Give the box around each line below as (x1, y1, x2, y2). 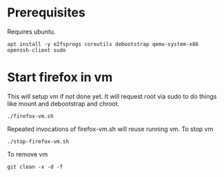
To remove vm (7, 150, 48, 158)
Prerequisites (7, 5, 86, 21)
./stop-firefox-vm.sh (7, 138, 70, 145)
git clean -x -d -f (7, 163, 63, 170)
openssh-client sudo (7, 47, 67, 54)
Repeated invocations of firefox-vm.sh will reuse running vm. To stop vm (7, 125, 214, 133)
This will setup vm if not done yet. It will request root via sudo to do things (7, 92, 217, 100)
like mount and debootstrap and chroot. (7, 99, 120, 108)
